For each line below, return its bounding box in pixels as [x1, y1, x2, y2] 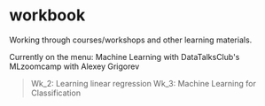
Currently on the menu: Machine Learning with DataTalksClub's [9, 51, 240, 62]
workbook [9, 5, 86, 26]
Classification [30, 87, 82, 98]
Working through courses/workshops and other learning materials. [9, 34, 253, 45]
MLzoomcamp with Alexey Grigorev [9, 61, 140, 72]
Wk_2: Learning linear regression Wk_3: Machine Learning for [30, 78, 257, 88]
